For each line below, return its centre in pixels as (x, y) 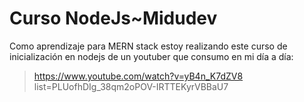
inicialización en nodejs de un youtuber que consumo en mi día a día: (151, 56)
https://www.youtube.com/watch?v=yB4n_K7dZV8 (138, 76)
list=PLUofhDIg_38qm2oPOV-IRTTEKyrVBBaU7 (131, 86)
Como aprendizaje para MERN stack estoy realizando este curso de (148, 46)
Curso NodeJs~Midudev (113, 18)
